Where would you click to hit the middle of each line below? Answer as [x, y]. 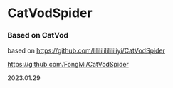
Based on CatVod [38, 35]
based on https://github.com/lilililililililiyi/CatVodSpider [86, 50]
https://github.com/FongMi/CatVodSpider [68, 65]
